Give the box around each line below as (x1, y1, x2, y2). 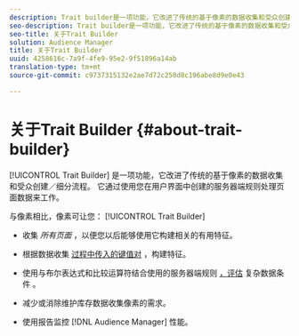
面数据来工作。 (9, 192, 64, 203)
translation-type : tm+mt (9, 63, 101, 72)
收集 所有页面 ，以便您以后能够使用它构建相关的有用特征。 (21, 229, 238, 240)
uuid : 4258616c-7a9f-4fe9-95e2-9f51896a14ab (9, 54, 177, 63)
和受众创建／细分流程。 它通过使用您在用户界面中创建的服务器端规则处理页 (9, 180, 285, 191)
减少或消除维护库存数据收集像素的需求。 (21, 297, 171, 308)
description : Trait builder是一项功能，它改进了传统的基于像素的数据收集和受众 (9, 12, 279, 22)
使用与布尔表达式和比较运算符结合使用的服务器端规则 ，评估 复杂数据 (21, 268, 277, 278)
